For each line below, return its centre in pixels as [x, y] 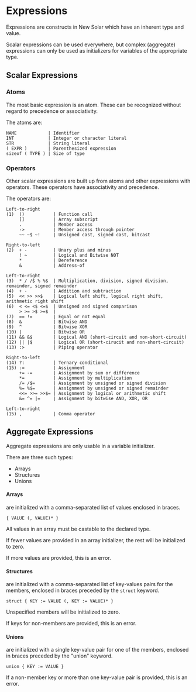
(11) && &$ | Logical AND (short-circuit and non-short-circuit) [97, 337]
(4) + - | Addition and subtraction [64, 291]
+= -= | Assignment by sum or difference [80, 373]
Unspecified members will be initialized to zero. [63, 612]
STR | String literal [48, 143]
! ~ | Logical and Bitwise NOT [69, 255]
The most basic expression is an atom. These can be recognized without [94, 105]
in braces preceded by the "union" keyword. [59, 656]
